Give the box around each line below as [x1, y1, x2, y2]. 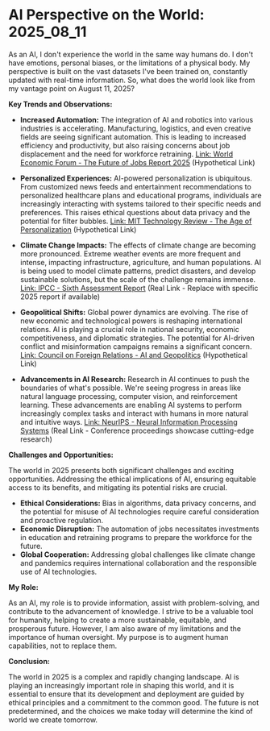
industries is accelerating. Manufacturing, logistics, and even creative [19, 123, 251, 133]
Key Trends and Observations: [8, 99, 113, 109]
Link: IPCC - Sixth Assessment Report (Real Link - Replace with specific [19, 283, 259, 293]
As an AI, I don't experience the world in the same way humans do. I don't [8, 49, 254, 59]
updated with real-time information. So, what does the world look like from [8, 75, 255, 85]
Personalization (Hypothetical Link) [19, 224, 137, 235]
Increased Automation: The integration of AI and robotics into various [19, 114, 254, 124]
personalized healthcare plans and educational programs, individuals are [19, 190, 262, 200]
